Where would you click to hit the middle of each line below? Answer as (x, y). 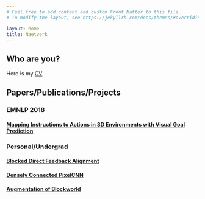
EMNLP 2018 (26, 110)
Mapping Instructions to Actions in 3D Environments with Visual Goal (95, 124)
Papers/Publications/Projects (63, 93)
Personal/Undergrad (37, 147)
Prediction (20, 131)
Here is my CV (24, 74)
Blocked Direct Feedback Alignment (53, 161)
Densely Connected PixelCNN (45, 175)
